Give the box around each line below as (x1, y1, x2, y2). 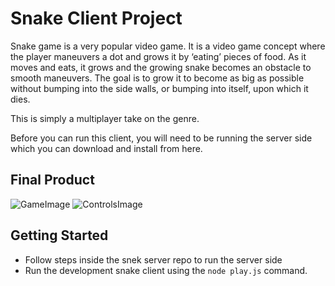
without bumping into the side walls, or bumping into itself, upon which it (10, 82, 309, 94)
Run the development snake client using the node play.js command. (24, 264, 308, 276)
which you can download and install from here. (10, 142, 203, 154)
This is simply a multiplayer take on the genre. (10, 112, 200, 124)
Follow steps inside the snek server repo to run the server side (24, 253, 283, 266)
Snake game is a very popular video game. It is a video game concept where (10, 40, 326, 52)
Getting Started (10, 227, 109, 244)
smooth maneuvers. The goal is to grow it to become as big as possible (10, 72, 305, 84)
